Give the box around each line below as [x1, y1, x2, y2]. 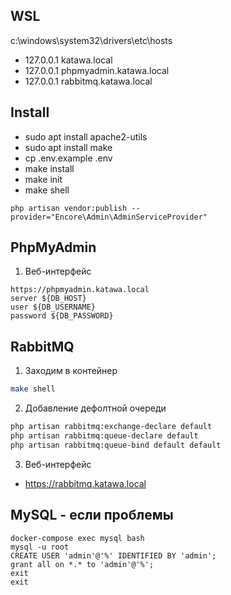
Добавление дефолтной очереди [24, 402, 167, 414]
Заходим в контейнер [24, 365, 118, 377]
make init [24, 173, 63, 185]
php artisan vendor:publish [10, 203, 128, 213]
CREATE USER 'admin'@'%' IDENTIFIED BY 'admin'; [10, 550, 217, 561]
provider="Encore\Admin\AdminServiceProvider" [10, 212, 208, 222]
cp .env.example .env [24, 152, 113, 164]
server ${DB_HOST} [10, 294, 87, 304]
